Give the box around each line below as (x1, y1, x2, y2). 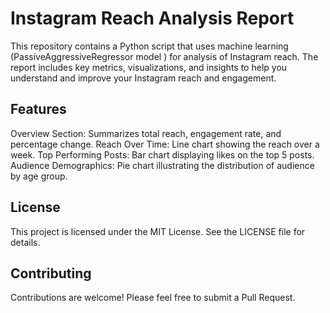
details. (10, 236, 41, 248)
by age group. (10, 170, 68, 182)
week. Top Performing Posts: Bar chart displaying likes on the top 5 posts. (10, 148, 315, 161)
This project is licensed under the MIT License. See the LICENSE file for (10, 225, 306, 237)
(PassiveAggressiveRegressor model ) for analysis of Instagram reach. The (10, 50, 319, 62)
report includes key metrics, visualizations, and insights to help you (10, 61, 288, 73)
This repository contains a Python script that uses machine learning (10, 40, 289, 52)
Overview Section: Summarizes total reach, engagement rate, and (10, 127, 282, 139)
